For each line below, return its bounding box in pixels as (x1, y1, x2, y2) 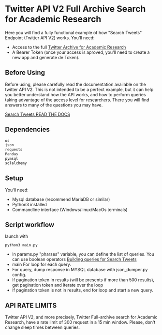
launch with (5, 233, 28, 239)
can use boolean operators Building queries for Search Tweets (12, 257, 137, 262)
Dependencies (5, 125, 50, 134)
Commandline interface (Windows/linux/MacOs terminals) (12, 207, 128, 213)
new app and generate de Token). (12, 54, 80, 60)
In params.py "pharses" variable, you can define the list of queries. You (12, 251, 155, 257)
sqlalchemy (5, 161, 27, 166)
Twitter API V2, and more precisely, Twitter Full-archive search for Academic (5, 314, 158, 320)
